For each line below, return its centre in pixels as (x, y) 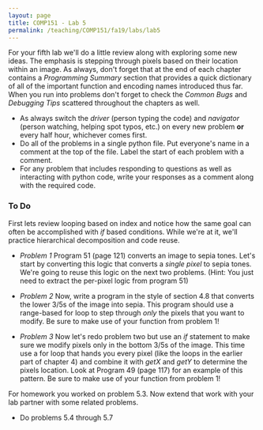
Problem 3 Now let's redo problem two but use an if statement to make (135, 336)
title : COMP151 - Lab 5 (47, 23)
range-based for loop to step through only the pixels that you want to (132, 312)
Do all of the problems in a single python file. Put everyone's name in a (135, 144)
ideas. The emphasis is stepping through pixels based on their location (123, 61)
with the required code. (58, 186)
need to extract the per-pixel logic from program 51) (104, 281)
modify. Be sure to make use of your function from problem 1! (119, 321)
